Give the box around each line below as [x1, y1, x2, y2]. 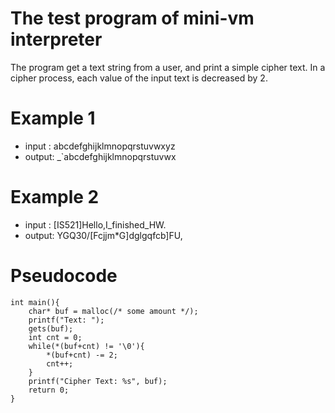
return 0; [28, 385, 70, 395]
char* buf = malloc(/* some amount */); [28, 306, 199, 316]
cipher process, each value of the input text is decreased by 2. [10, 72, 268, 84]
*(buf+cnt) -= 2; [46, 350, 118, 360]
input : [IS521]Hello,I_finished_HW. [24, 218, 167, 231]
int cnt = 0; [28, 332, 83, 342]
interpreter [10, 28, 103, 51]
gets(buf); [28, 323, 74, 334]
